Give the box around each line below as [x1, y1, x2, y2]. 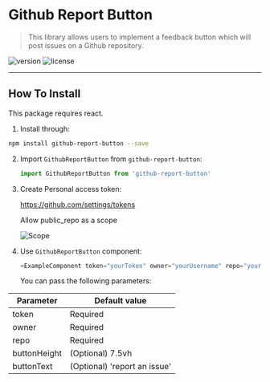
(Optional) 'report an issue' [69, 361, 171, 372]
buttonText [12, 361, 53, 372]
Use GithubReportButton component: [19, 246, 142, 256]
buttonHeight [12, 347, 63, 359]
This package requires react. [8, 108, 104, 118]
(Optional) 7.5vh [69, 347, 133, 359]
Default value [94, 295, 147, 307]
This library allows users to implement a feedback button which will [27, 32, 252, 42]
